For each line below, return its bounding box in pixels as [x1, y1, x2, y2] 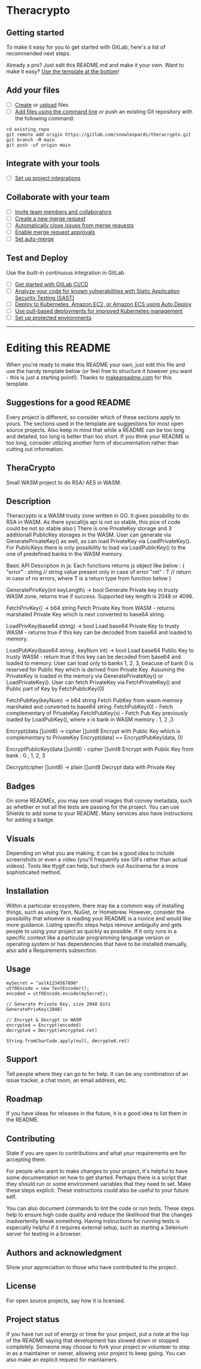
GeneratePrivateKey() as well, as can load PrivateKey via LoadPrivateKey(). [6, 538, 191, 545]
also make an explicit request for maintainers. [6, 1356, 118, 1363]
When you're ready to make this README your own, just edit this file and [6, 361, 185, 368]
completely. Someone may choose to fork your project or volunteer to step [6, 1343, 190, 1350]
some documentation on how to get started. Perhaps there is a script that [6, 1174, 187, 1181]
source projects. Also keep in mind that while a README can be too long [6, 426, 185, 433]
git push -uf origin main [6, 142, 71, 148]
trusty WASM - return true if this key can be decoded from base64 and [6, 653, 181, 661]
